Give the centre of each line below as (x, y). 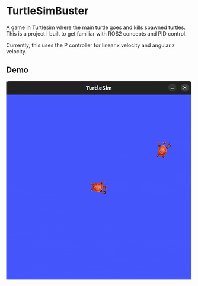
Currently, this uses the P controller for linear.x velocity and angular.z (90, 45)
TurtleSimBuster (47, 11)
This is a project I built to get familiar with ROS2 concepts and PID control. (96, 33)
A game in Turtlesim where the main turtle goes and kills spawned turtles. (96, 27)
